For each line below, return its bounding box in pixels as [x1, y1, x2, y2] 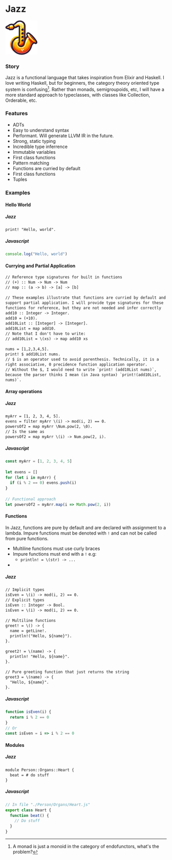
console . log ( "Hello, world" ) [5, 251, 68, 257]
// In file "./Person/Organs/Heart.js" [5, 802, 91, 807]
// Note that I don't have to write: [5, 331, 86, 337]
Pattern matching [12, 160, 50, 166]
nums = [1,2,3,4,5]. [5, 346, 50, 352]
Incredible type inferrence [12, 143, 68, 150]
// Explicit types [5, 597, 45, 602]
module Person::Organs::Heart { [5, 767, 74, 773]
